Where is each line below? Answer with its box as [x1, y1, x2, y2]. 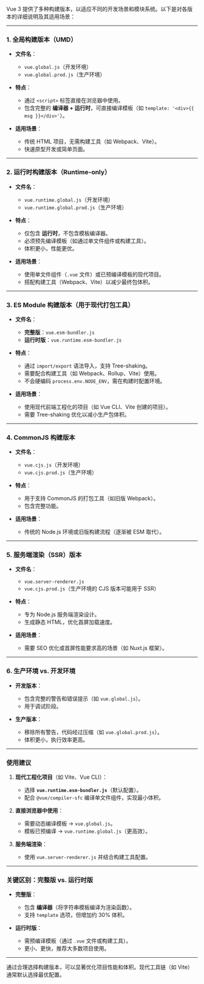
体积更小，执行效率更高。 [24, 736, 89, 743]
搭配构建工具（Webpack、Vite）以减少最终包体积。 [24, 278, 154, 285]
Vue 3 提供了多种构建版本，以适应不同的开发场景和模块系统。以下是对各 [6, 5, 188, 12]
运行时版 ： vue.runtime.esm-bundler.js [24, 336, 122, 343]
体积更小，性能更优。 [24, 244, 78, 252]
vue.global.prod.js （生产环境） [24, 71, 106, 78]
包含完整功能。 [24, 502, 62, 510]
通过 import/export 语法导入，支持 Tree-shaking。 [24, 362, 151, 369]
